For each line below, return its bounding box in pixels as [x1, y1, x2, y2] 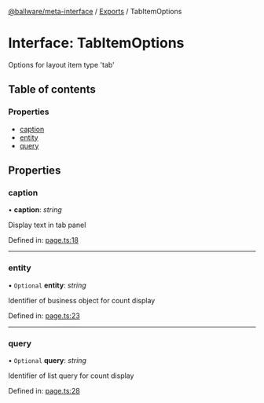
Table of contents [8, 82, 96, 97]
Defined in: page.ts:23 [8, 310, 80, 321]
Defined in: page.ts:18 [8, 236, 79, 245]
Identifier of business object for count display [8, 295, 156, 305]
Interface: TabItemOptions [8, 35, 185, 52]
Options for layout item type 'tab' [8, 60, 115, 69]
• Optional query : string [8, 355, 86, 365]
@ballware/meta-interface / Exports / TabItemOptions [8, 7, 182, 16]
